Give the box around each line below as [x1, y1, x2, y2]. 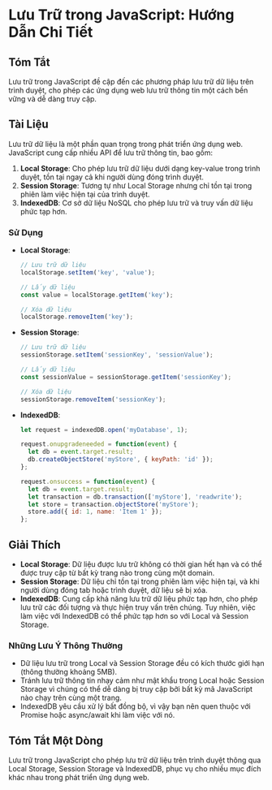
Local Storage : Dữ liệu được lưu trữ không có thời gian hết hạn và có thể [19, 559, 262, 569]
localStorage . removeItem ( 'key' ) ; [19, 313, 134, 322]
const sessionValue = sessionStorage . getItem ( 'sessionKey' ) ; [19, 373, 232, 381]
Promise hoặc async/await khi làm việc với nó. [19, 710, 175, 720]
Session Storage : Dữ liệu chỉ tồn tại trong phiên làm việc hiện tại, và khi [19, 576, 260, 586]
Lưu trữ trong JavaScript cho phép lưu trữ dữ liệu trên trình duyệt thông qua [8, 755, 261, 765]
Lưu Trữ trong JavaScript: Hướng [8, 6, 235, 24]
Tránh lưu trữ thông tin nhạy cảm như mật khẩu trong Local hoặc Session [19, 676, 265, 685]
